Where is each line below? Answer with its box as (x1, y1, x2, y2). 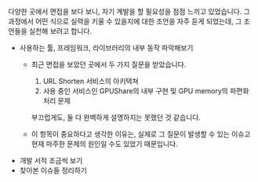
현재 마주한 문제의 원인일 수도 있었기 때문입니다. (31, 140, 178, 148)
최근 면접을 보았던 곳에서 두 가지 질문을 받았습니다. (31, 60, 187, 69)
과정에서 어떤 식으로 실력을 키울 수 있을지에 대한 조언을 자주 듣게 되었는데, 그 (8, 16, 242, 26)
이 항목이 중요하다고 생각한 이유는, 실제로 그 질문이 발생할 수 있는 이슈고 (31, 129, 251, 139)
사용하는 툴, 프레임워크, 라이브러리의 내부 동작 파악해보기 (19, 43, 194, 53)
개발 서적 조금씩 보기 (19, 156, 83, 165)
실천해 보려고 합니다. (28, 27, 93, 35)
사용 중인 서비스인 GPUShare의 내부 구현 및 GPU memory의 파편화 (42, 86, 249, 96)
